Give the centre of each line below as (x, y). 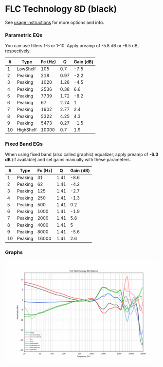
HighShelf (27, 130)
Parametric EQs (24, 35)
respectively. (18, 51)
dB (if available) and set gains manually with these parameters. (68, 160)
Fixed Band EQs (24, 144)
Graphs (14, 252)
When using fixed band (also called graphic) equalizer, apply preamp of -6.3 (82, 155)
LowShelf (26, 69)
